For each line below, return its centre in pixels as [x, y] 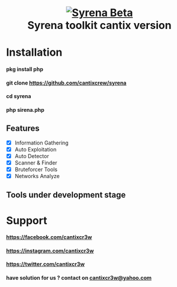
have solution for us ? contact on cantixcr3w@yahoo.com [79, 278]
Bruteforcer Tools [36, 169]
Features [23, 129]
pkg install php [25, 69]
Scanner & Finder [36, 163]
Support [27, 220]
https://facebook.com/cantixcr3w [49, 237]
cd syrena [19, 96]
